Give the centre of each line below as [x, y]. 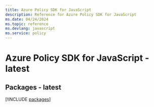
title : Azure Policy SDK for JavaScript [48, 10]
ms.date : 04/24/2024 [27, 19]
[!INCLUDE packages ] [28, 99]
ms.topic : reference [27, 24]
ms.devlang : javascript [30, 29]
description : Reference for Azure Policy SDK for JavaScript [71, 15]
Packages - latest [33, 87]
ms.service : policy [26, 33]
